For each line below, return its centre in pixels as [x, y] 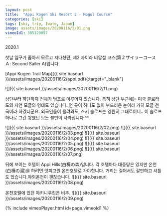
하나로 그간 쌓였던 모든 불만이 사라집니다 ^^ [47, 117]
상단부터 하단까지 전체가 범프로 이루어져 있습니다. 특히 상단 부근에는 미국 [76, 99]
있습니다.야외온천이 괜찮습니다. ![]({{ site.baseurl [58, 177]
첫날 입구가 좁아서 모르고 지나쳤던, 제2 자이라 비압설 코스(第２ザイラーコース [81, 57]
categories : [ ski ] [24, 19]
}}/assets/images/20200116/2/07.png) [44, 154]
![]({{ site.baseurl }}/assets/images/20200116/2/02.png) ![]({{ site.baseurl [81, 127]
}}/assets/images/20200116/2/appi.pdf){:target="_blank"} [64, 79]
